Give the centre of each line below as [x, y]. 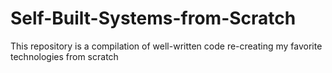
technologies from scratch [64, 56]
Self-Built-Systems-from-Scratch [153, 18]
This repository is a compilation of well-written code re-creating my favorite [166, 46]
